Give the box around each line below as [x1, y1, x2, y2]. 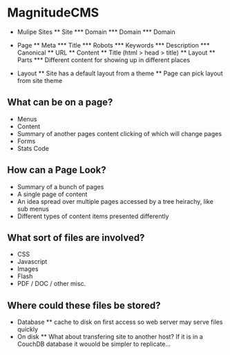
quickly [17, 325, 39, 334]
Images [17, 265, 39, 274]
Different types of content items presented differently [17, 212, 169, 220]
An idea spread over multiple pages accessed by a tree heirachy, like [17, 197, 214, 205]
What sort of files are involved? [7, 231, 145, 243]
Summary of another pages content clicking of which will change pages [17, 129, 222, 137]
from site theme [17, 76, 63, 84]
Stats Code [17, 144, 50, 153]
